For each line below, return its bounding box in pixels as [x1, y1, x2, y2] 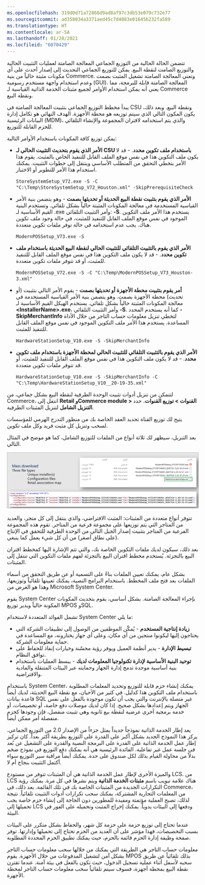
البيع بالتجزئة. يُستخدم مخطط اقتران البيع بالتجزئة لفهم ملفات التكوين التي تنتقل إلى [7, 552, 195, 559]
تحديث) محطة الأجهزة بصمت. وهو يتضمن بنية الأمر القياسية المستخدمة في [15, 293, 183, 300]
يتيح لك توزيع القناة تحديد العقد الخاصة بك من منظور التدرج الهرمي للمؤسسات [7, 416, 182, 422]
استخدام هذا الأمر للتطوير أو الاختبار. [15, 166, 97, 173]
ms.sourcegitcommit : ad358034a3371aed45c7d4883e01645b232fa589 [7, 16, 171, 23]
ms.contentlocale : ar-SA [7, 29, 70, 35]
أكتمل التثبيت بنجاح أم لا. [7, 758, 62, 766]
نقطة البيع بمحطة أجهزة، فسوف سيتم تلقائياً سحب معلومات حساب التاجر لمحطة [7, 865, 189, 873]
